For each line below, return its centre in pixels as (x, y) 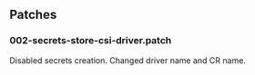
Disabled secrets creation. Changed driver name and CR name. (127, 60)
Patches (33, 15)
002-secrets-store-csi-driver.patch (91, 41)
